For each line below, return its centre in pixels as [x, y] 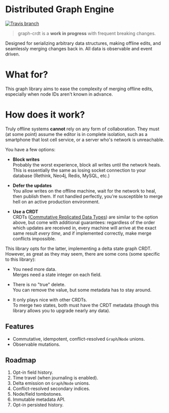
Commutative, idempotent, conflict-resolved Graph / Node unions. [79, 339]
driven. [13, 54]
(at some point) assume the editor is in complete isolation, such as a [76, 134]
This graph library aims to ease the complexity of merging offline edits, [79, 89]
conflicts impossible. [34, 238]
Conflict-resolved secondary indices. [51, 389]
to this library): [21, 259]
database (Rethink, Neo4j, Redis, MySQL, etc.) [61, 175]
